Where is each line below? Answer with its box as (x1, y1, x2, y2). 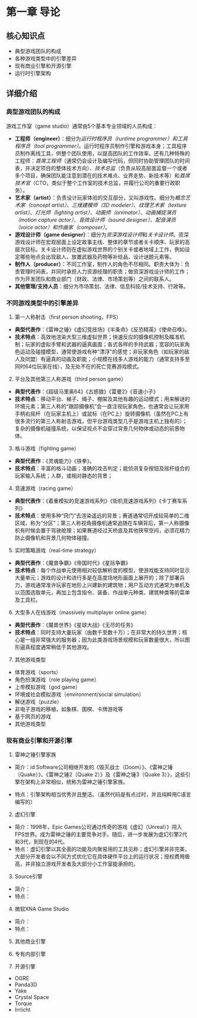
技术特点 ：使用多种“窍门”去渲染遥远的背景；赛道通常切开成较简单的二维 (14, 512, 190, 519)
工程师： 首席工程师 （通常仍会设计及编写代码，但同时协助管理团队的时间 (14, 157, 190, 164)
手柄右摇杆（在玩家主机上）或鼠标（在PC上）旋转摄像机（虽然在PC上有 (14, 410, 189, 417)
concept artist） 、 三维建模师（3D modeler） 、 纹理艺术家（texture (30, 201, 187, 209)
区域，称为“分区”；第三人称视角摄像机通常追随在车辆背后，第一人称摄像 (14, 519, 190, 526)
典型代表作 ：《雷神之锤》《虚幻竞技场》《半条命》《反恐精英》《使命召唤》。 (14, 326, 190, 333)
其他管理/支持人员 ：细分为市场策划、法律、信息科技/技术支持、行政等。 (14, 282, 189, 290)
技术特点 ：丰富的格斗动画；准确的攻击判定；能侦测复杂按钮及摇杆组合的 (14, 464, 190, 471)
